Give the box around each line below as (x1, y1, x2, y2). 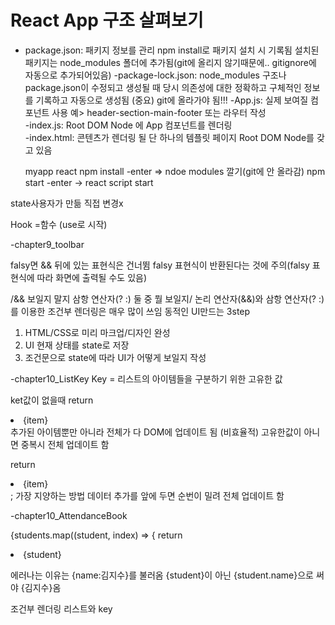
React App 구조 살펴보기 (10, 9, 204, 32)
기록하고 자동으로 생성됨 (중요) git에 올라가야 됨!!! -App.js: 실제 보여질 (35, 94, 309, 106)
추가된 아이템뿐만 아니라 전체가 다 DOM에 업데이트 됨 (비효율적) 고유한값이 (10, 426, 302, 438)
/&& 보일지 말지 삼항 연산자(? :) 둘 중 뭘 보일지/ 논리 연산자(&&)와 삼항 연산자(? (10, 292, 317, 305)
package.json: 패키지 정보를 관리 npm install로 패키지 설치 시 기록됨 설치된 (24, 44, 320, 56)
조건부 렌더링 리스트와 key (10, 602, 113, 615)
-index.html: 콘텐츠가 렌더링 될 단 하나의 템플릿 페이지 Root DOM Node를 (24, 131, 315, 143)
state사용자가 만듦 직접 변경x (10, 197, 124, 209)
